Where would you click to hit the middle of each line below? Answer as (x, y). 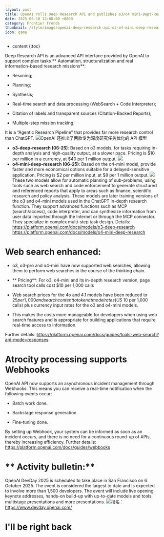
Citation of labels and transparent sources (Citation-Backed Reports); (82, 113)
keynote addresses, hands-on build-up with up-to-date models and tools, (79, 496)
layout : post (18, 10)
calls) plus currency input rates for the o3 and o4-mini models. (75, 305)
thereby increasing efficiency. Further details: (51, 442)
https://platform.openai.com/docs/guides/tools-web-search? (98, 334)
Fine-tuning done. (30, 422)
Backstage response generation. (45, 412)
